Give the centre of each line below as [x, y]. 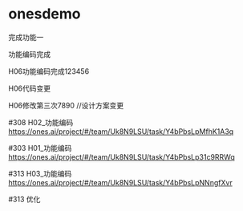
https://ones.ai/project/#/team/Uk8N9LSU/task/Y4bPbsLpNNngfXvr [120, 182]
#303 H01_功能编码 [40, 148]
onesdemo [45, 14]
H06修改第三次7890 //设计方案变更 [66, 105]
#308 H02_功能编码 [41, 122]
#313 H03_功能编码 [40, 173]
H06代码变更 [29, 88]
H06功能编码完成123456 [49, 71]
